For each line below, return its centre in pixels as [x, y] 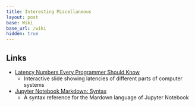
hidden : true [22, 34]
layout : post [22, 17]
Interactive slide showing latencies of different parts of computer [103, 78]
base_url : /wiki [26, 28]
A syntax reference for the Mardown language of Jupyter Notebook [106, 97]
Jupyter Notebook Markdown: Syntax [61, 91]
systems [34, 84]
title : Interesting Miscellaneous [49, 12]
